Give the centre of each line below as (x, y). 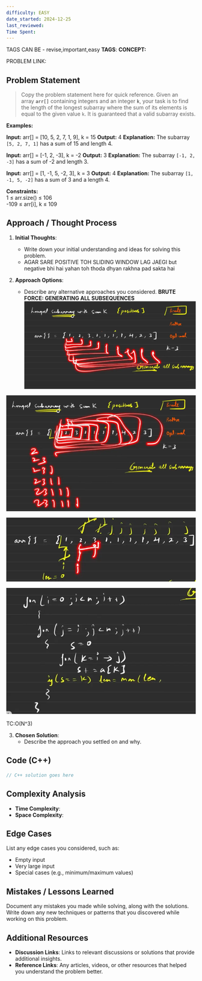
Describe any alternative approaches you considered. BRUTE (100, 291)
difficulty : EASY (28, 13)
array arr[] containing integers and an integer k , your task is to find (105, 101)
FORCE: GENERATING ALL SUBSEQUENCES (79, 298)
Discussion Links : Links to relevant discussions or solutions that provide (105, 952)
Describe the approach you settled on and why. (83, 742)
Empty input (30, 860)
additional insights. (38, 959)
